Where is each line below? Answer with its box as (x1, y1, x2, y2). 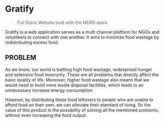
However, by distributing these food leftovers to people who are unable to (5, 97, 154, 102)
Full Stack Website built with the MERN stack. (17, 20, 109, 25)
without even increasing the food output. (5, 112, 87, 118)
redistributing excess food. (5, 39, 59, 45)
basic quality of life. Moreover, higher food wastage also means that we (5, 77, 149, 82)
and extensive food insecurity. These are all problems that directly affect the (5, 72, 159, 78)
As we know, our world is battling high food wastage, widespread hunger (5, 66, 153, 72)
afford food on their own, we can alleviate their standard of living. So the (5, 102, 151, 108)
